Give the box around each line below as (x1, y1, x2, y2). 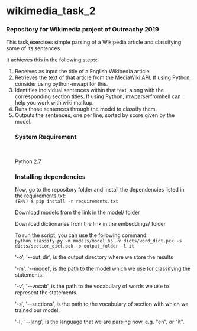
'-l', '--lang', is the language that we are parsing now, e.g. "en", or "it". (14, 318, 185, 326)
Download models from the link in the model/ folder (14, 209, 140, 216)
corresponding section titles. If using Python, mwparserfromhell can (14, 93, 182, 100)
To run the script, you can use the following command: (14, 232, 148, 239)
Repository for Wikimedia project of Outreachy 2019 (6, 25, 159, 34)
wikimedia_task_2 (6, 4, 96, 18)
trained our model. (14, 307, 60, 314)
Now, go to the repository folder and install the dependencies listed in (14, 186, 185, 193)
